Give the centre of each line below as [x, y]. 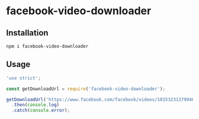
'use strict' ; [24, 78]
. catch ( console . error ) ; [41, 111]
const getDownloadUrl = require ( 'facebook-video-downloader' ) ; [86, 89]
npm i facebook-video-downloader [47, 46]
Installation [27, 33]
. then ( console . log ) [36, 105]
